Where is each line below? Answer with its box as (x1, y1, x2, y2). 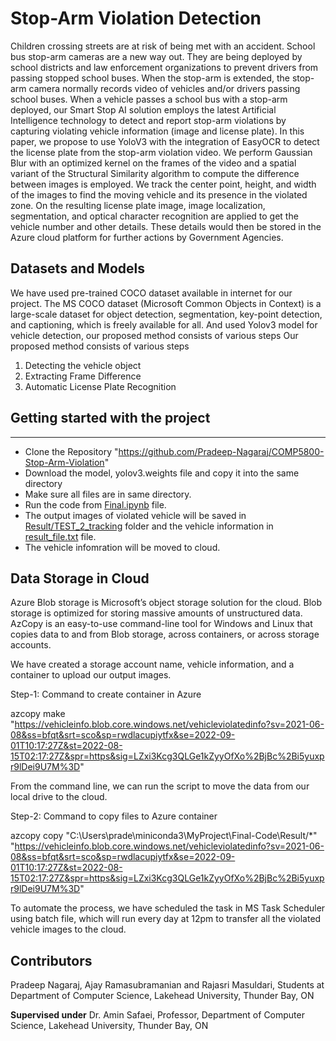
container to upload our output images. (10, 669, 172, 681)
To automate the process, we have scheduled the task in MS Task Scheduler (10, 902, 326, 914)
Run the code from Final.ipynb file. (24, 498, 167, 511)
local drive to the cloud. (10, 791, 108, 803)
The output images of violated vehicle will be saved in (24, 509, 247, 521)
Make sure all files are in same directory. (24, 488, 192, 500)
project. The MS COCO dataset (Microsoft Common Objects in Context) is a (10, 297, 322, 309)
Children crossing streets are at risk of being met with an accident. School (10, 40, 316, 52)
